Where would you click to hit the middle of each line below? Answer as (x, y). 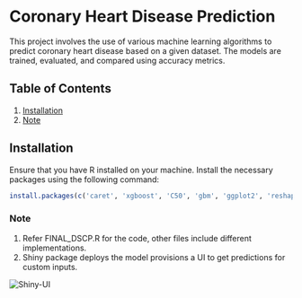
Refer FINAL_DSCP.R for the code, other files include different (137, 238)
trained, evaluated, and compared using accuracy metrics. (117, 60)
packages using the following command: (84, 179)
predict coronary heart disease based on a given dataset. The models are (145, 50)
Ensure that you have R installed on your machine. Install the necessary (141, 170)
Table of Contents (61, 88)
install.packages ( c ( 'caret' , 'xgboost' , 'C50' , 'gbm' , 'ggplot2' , (136, 196)
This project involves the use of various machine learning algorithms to (141, 41)
